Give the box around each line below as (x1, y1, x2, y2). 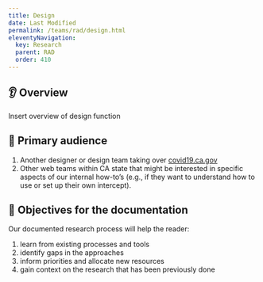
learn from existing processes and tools (19, 239, 149, 250)
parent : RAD (15, 48, 56, 56)
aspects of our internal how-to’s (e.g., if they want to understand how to (19, 172, 256, 181)
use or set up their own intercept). (19, 180, 132, 190)
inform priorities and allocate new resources (19, 257, 164, 266)
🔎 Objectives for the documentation (8, 203, 188, 216)
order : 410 (15, 56, 52, 64)
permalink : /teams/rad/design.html (8, 26, 126, 34)
